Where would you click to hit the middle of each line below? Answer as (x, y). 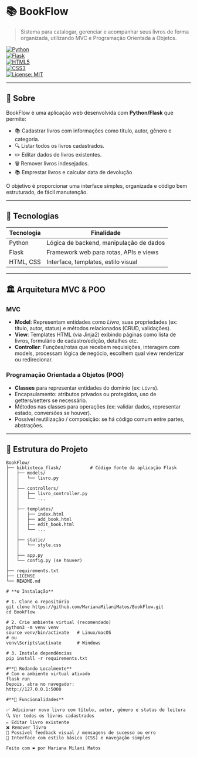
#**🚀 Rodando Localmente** (39, 669)
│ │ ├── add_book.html (39, 519)
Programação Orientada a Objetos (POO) (65, 375)
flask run (18, 679)
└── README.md (23, 581)
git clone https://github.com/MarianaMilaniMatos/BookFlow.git (85, 607)
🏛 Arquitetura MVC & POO (56, 289)
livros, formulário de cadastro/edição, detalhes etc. (76, 341)
